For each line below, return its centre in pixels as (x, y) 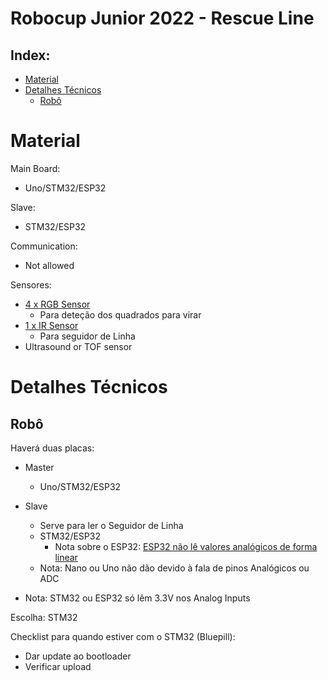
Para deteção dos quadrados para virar (120, 314)
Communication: (44, 246)
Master (39, 467)
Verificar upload (58, 666)
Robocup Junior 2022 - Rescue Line (162, 18)
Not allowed (49, 265)
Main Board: (35, 168)
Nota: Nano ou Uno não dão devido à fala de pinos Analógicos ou (174, 568)
